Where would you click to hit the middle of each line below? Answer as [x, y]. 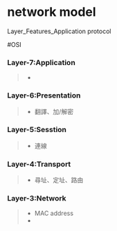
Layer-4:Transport [39, 164]
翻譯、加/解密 [54, 111]
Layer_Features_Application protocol [59, 31]
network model [52, 12]
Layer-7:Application [42, 62]
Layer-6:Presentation [44, 95]
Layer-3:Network [37, 198]
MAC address [54, 213]
